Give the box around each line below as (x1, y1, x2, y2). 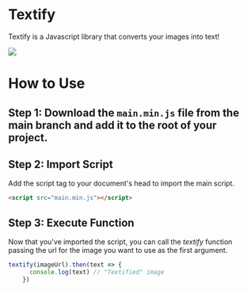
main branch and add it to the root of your (8, 118, 217, 132)
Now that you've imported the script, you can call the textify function (8, 237, 233, 247)
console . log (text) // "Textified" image (28, 268, 165, 276)
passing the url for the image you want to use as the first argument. (8, 246, 228, 255)
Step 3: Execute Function (8, 216, 135, 229)
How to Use (8, 75, 85, 93)
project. (8, 131, 48, 144)
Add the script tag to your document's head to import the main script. (8, 178, 235, 188)
